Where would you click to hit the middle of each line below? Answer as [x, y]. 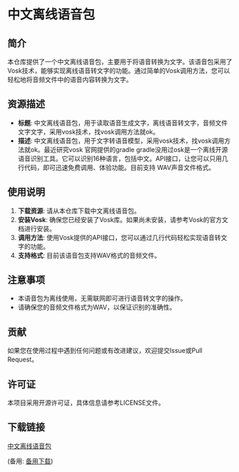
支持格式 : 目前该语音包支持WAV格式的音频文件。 [89, 255]
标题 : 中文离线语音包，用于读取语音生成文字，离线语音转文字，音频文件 [123, 123]
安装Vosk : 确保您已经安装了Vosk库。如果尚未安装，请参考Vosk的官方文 [123, 219]
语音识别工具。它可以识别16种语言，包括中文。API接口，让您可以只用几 [123, 159]
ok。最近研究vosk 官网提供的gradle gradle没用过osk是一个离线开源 [129, 149]
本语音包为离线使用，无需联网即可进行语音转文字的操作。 [102, 298]
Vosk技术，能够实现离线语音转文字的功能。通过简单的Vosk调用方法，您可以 [119, 71]
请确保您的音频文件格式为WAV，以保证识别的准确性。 [97, 307]
